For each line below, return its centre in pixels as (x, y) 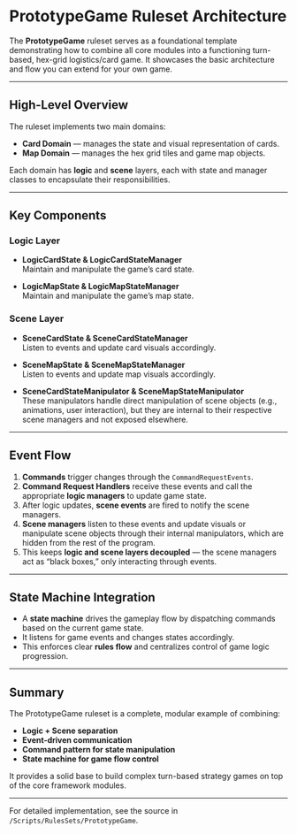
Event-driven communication (77, 740)
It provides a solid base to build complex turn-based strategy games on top (146, 777)
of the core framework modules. (68, 785)
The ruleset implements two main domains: (88, 126)
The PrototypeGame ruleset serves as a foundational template (123, 41)
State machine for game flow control (90, 759)
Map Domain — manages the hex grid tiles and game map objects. (144, 153)
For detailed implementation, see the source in (94, 811)
